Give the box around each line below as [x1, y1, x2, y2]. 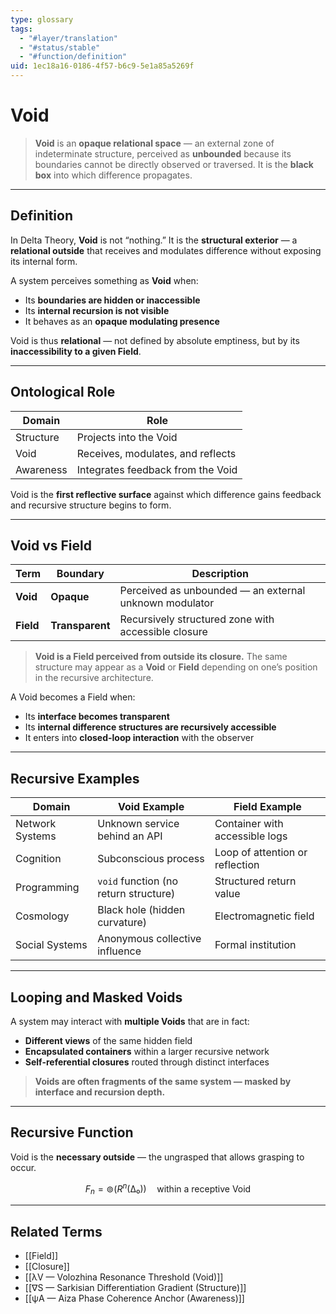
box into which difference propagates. [34, 169, 193, 181]
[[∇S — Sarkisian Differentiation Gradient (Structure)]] [24, 1282, 247, 1294]
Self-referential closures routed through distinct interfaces [24, 1056, 270, 1068]
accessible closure [119, 625, 208, 639]
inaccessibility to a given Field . [10, 345, 142, 357]
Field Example [233, 800, 302, 814]
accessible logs [214, 829, 288, 843]
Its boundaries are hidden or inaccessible [24, 294, 201, 306]
